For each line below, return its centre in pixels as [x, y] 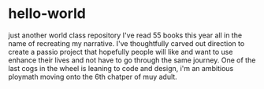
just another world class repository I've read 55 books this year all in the [125, 35]
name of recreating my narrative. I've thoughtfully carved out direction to [126, 43]
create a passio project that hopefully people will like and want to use [121, 52]
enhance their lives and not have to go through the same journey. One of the [132, 60]
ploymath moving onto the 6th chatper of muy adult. [93, 77]
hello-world [47, 14]
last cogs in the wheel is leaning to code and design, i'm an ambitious [121, 68]
